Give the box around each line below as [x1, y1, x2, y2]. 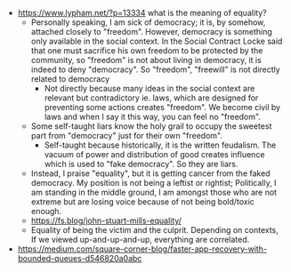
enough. [30, 206, 62, 216]
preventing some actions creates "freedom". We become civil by [44, 102, 281, 112]
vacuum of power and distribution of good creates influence [44, 149, 265, 159]
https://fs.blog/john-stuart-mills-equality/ [30, 215, 182, 226]
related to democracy [30, 74, 110, 84]
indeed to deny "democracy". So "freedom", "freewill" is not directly [30, 64, 280, 75]
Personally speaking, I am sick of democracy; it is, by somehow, [30, 17, 266, 28]
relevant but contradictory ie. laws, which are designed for [44, 92, 259, 103]
